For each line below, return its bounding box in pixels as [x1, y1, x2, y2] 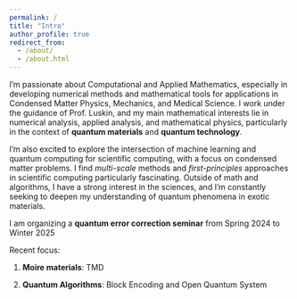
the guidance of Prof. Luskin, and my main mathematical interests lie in [9, 108, 269, 118]
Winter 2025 [9, 228, 55, 237]
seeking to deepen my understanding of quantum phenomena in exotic [9, 191, 270, 202]
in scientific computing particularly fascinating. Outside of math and [9, 172, 259, 183]
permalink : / [9, 12, 58, 22]
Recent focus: [9, 245, 61, 255]
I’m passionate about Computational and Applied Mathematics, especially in [9, 79, 288, 89]
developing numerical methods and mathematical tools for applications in [9, 88, 279, 99]
